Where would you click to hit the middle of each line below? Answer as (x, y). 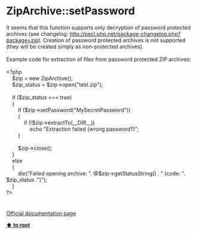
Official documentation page (41, 214)
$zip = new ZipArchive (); (42, 78)
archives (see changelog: (37, 33)
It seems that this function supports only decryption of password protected (98, 27)
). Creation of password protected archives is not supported (112, 40)
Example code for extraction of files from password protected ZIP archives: (98, 59)
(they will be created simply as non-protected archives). (75, 47)
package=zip (22, 40)
